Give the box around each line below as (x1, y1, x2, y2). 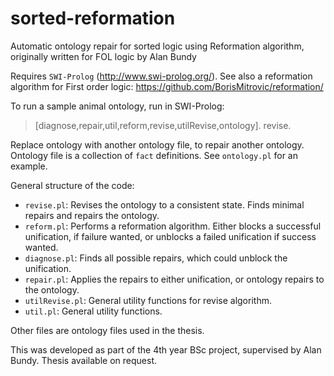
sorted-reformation (10, 7, 176, 30)
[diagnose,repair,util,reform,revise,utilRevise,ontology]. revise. (34, 119, 292, 131)
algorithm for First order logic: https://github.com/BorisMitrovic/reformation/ (10, 80, 324, 92)
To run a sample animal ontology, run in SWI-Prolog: (10, 100, 225, 112)
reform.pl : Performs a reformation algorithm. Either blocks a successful (24, 220, 322, 232)
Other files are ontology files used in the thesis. (10, 324, 205, 336)
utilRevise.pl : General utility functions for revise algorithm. (24, 294, 272, 306)
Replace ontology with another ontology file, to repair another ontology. (10, 138, 305, 151)
